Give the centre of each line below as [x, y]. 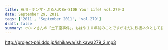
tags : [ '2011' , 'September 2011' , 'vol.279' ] [53, 19]
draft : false [19, 24]
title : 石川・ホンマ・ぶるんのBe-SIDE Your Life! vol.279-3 [65, 10]
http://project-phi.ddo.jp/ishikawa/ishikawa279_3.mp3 [61, 42]
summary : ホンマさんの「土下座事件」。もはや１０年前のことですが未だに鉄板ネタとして [83, 28]
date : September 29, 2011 [32, 14]
